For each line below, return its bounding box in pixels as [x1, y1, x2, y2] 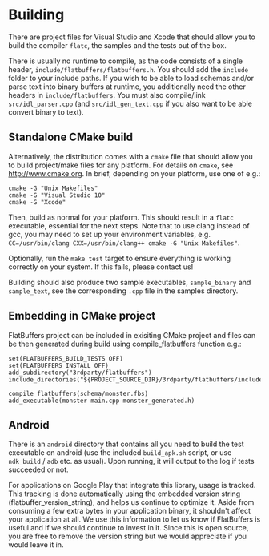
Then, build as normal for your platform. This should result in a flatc [8, 212, 234, 222]
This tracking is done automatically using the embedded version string [8, 489, 241, 498]
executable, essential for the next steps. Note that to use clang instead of [8, 220, 250, 230]
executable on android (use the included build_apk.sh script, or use [8, 448, 232, 457]
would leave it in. [8, 540, 64, 550]
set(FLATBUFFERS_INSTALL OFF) [8, 361, 110, 369]
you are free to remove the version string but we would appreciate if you [8, 531, 247, 542]
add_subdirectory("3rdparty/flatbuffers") [8, 369, 152, 377]
